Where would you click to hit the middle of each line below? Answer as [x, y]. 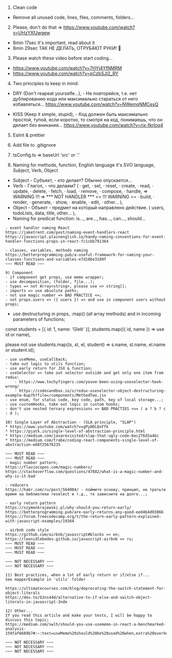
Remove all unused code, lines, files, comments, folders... [73, 17]
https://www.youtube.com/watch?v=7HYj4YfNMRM [67, 68]
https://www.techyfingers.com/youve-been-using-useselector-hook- [91, 382]
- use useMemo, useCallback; [36, 359]
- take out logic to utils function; [46, 364]
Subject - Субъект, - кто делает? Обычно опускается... [72, 180]
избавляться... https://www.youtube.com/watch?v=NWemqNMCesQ [85, 104]
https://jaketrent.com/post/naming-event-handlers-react [67, 233]
